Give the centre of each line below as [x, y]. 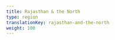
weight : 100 [21, 28]
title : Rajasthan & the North [43, 11]
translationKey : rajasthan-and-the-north [58, 22]
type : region [22, 17]
